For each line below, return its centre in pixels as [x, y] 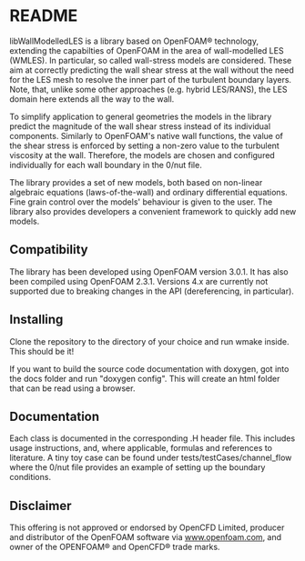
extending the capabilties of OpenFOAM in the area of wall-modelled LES [147, 50]
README [44, 16]
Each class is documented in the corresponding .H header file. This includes [152, 438]
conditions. [30, 477]
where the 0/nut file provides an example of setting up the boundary [137, 467]
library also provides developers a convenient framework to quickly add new [153, 211]
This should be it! [42, 351]
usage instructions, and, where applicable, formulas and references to [141, 448]
